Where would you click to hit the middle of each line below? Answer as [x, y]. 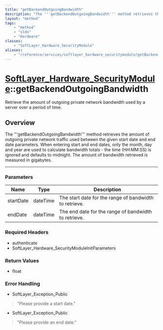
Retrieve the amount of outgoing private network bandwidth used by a [75, 102]
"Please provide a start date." [46, 304]
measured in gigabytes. [29, 160]
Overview [20, 122]
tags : [10, 23]
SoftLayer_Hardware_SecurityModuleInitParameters [64, 248]
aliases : [14, 50]
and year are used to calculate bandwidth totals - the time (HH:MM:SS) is [78, 150]
